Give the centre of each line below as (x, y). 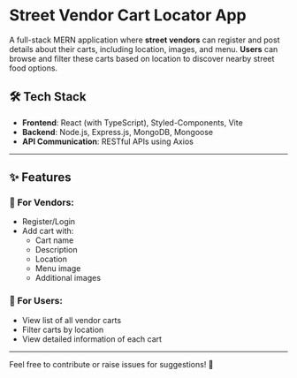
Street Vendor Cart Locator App (128, 15)
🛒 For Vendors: (42, 202)
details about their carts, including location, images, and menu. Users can (144, 49)
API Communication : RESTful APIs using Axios (108, 141)
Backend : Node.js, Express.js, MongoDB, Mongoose (118, 132)
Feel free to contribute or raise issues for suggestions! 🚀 (111, 364)
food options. (34, 68)
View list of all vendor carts (72, 320)
